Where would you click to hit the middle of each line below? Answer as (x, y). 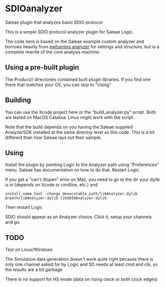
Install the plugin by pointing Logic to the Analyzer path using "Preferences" (82, 165)
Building (18, 100)
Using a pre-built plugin (42, 67)
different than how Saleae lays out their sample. (53, 137)
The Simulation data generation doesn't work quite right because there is (79, 259)
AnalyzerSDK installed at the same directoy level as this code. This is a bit (80, 132)
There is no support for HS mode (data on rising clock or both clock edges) (82, 279)
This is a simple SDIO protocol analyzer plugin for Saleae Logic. (69, 32)
